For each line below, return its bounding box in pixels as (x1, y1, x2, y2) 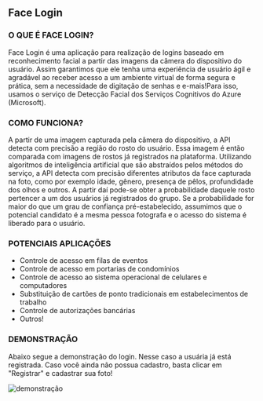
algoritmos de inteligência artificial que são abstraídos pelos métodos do (8, 160, 243, 170)
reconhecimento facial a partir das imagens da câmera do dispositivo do (8, 56, 242, 65)
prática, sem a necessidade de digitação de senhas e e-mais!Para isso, (8, 81, 239, 90)
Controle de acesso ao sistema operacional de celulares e (19, 272, 207, 282)
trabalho (19, 297, 47, 307)
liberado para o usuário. (8, 218, 86, 228)
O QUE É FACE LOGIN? (8, 30, 94, 41)
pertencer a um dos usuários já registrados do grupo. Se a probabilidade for (8, 193, 254, 202)
